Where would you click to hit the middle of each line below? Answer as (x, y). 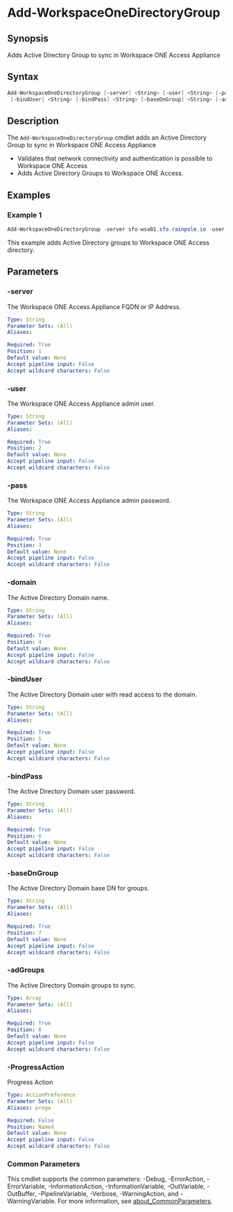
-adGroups (26, 970)
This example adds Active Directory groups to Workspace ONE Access (109, 242)
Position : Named (31, 1127)
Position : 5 (24, 739)
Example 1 (25, 215)
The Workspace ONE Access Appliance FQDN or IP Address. (94, 306)
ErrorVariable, (27, 1186)
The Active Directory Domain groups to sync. (72, 985)
